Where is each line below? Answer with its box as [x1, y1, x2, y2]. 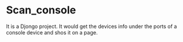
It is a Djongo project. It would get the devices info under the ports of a [6, 23, 177, 30]
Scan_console [6, 3, 76, 17]
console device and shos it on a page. [6, 29, 98, 36]
